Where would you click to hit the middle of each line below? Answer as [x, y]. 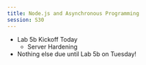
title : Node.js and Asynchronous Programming [73, 13]
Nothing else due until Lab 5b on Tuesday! [77, 54]
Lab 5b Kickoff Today [47, 39]
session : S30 [26, 20]
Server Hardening [52, 47]
